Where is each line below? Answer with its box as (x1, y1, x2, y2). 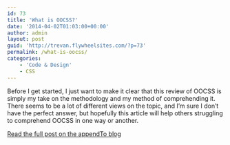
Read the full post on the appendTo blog (7, 129, 122, 138)
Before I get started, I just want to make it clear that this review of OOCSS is (7, 87, 222, 95)
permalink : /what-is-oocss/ (7, 49, 88, 56)
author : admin (7, 29, 48, 37)
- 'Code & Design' (19, 61, 72, 68)
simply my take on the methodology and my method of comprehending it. (7, 94, 216, 102)
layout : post (7, 36, 45, 43)
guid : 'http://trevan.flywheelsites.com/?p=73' (7, 42, 147, 49)
